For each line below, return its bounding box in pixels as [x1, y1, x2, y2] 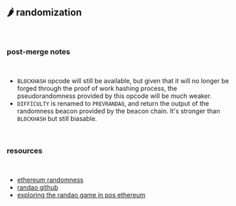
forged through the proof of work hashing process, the [16, 85, 178, 93]
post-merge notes [6, 46, 70, 56]
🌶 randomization [6, 6, 82, 18]
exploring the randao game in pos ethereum [16, 191, 146, 200]
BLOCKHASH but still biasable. [16, 114, 97, 123]
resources [6, 146, 43, 156]
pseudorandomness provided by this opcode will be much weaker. [16, 92, 213, 100]
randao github [16, 183, 58, 192]
